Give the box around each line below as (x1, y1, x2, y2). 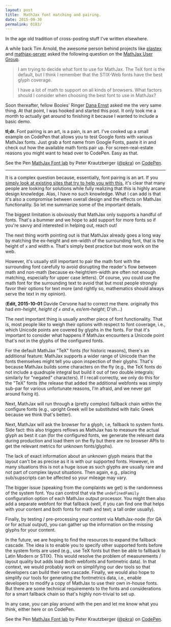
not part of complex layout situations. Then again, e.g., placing (5, 469, 136, 476)
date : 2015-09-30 (5, 17, 42, 22)
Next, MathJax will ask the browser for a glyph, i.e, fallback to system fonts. (5, 422, 164, 428)
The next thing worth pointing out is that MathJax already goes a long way (5, 232, 161, 239)
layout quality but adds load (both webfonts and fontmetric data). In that (5, 559, 156, 565)
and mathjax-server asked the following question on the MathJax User (5, 51, 153, 57)
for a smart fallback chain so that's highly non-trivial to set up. (5, 591, 136, 597)
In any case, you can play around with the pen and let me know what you (5, 601, 158, 607)
